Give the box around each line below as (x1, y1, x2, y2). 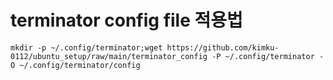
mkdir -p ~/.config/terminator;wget (10, 42, 163, 53)
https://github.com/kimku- (166, 42, 280, 53)
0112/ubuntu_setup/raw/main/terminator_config (10, 51, 208, 61)
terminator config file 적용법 (10, 9, 243, 32)
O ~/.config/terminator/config (10, 60, 141, 70)
